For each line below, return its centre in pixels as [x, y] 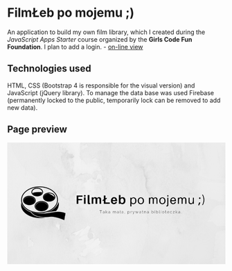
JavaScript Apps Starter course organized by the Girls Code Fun [100, 39]
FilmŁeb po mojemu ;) [71, 13]
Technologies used [49, 68]
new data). [23, 107]
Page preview [37, 130]
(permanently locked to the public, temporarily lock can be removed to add [114, 100]
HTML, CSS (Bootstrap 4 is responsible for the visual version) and [101, 85]
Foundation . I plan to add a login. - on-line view [75, 47]
